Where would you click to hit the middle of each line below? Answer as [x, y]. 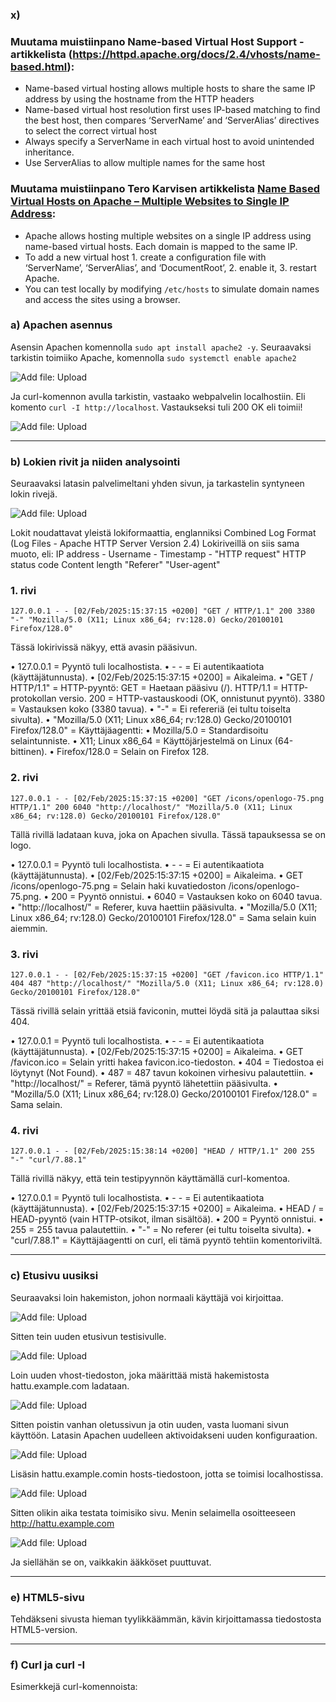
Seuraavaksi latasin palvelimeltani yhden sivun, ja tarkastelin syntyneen [157, 484]
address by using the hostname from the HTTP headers [139, 99]
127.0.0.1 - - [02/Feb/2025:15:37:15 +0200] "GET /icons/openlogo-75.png [167, 798]
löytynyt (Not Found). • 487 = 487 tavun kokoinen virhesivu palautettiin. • [162, 1072]
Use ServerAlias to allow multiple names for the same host [145, 163]
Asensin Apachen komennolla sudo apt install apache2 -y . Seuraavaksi [161, 347]
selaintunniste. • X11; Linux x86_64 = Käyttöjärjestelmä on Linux [141, 741]
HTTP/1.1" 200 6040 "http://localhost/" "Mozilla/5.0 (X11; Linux [151, 807]
